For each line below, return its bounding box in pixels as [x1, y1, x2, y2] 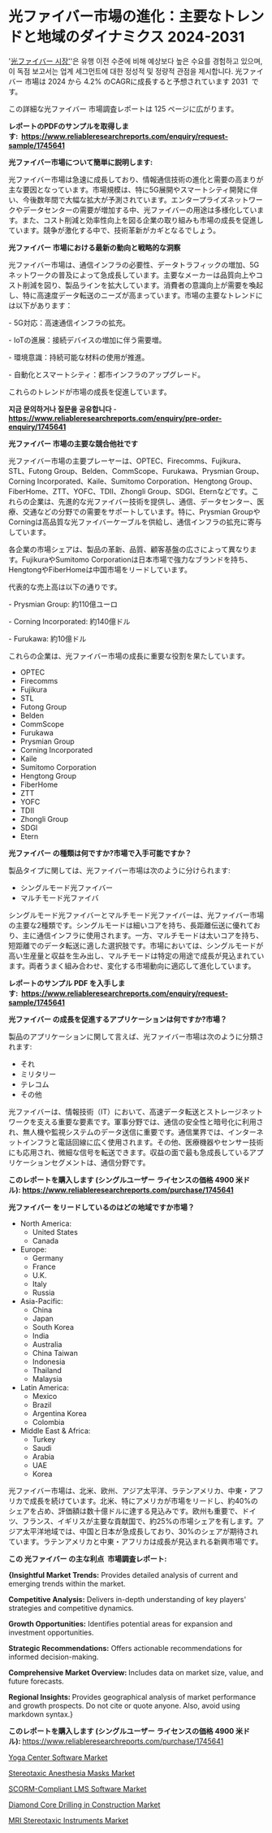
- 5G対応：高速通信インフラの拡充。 [8, 318, 130, 328]
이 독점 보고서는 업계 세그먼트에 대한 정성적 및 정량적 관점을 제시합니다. [8, 66, 234, 76]
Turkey [32, 1434, 56, 1444]
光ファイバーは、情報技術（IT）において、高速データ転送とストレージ [8, 1106, 242, 1116]
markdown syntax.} [8, 1709, 74, 1719]
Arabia [32, 1452, 55, 1462]
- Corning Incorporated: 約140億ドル [8, 616, 131, 626]
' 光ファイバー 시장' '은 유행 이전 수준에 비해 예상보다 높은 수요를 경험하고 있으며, [8, 56, 263, 66]
